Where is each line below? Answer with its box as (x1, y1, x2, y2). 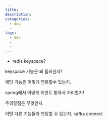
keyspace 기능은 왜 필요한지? (5, 68, 63, 74)
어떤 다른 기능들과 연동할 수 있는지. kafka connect (5, 111, 103, 117)
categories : (5, 16, 30, 21)
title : (5, 7, 19, 12)
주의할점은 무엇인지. (5, 100, 44, 106)
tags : (5, 30, 16, 35)
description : (5, 12, 32, 17)
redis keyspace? (12, 58, 46, 64)
